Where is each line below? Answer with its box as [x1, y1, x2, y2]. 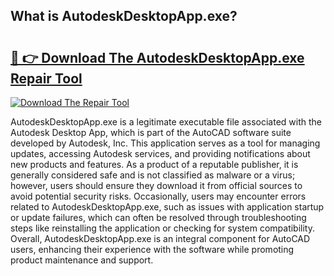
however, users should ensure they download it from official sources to [10, 180, 303, 191]
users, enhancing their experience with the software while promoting [10, 244, 295, 255]
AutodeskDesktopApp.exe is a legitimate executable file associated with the [10, 116, 322, 128]
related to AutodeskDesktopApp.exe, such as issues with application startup [10, 201, 325, 213]
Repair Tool [10, 70, 83, 87]
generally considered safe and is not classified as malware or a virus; [10, 169, 296, 181]
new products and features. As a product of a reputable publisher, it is [10, 159, 299, 170]
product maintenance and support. [10, 254, 154, 266]
